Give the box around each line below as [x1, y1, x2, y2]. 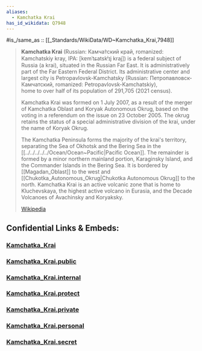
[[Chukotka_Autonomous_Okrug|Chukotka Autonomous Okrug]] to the [21, 175, 195, 182]
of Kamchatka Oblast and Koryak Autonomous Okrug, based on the [21, 105, 189, 113]
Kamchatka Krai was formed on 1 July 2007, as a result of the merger [21, 99, 193, 106]
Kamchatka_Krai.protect [6, 290, 80, 298]
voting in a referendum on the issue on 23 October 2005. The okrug [21, 112, 190, 119]
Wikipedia [21, 205, 46, 213]
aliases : [6, 8, 28, 15]
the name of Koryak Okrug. [21, 125, 89, 132]
